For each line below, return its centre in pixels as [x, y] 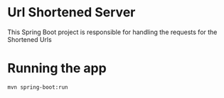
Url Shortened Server [71, 12]
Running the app [57, 69]
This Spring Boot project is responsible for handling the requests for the [112, 32]
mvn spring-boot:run [38, 87]
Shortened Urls [30, 39]
